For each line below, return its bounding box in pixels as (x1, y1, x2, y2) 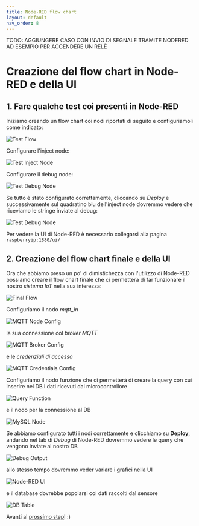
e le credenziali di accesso (6, 353, 73, 361)
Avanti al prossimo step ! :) (6, 513, 71, 521)
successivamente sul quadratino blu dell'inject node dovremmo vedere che (6, 201, 193, 208)
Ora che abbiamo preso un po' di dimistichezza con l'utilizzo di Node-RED (6, 270, 190, 277)
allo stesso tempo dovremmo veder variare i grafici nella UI (6, 466, 153, 473)
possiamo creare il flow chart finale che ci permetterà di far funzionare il (6, 276, 186, 284)
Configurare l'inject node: (6, 147, 70, 155)
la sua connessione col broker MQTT (6, 330, 98, 337)
